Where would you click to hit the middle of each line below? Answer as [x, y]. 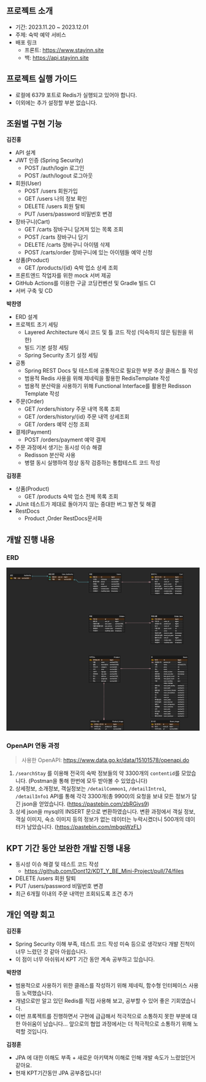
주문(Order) [29, 402]
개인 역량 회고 [31, 915]
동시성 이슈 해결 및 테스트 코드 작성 [57, 864]
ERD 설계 [26, 317]
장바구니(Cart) [32, 222]
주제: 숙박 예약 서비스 [40, 34]
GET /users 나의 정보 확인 [56, 199]
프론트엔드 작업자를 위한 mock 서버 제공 [63, 276]
